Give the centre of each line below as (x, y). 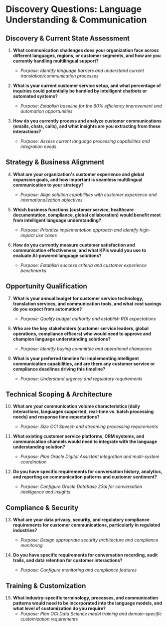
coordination (33, 462)
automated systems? (35, 96)
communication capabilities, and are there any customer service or (84, 363)
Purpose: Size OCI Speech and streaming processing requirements (89, 426)
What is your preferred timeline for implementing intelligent (76, 358)
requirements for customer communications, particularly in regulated (86, 525)
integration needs (38, 146)
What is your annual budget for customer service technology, (78, 298)
